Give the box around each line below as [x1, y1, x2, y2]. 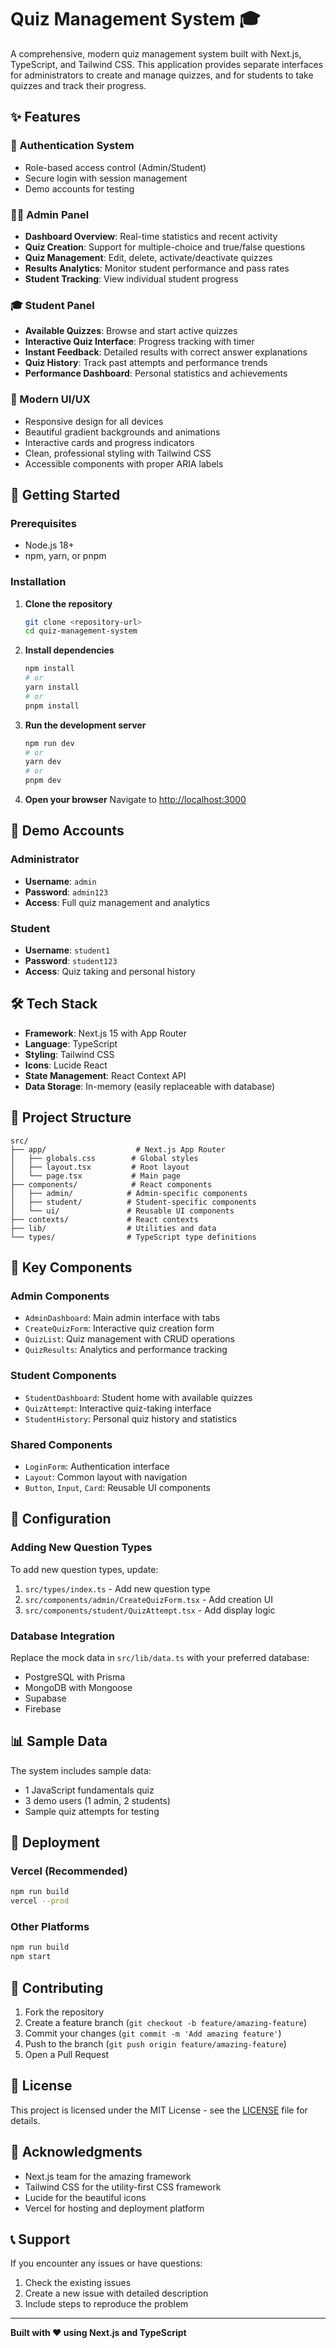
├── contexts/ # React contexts [10, 1214, 199, 1225]
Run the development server [24, 719, 147, 731]
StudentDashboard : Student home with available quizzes [24, 1391, 253, 1403]
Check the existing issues [24, 2277, 132, 2289]
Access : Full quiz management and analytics [24, 896, 210, 908]
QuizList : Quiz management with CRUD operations [24, 1333, 235, 1345]
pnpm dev [24, 776, 62, 786]
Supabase [24, 1692, 67, 1704]
